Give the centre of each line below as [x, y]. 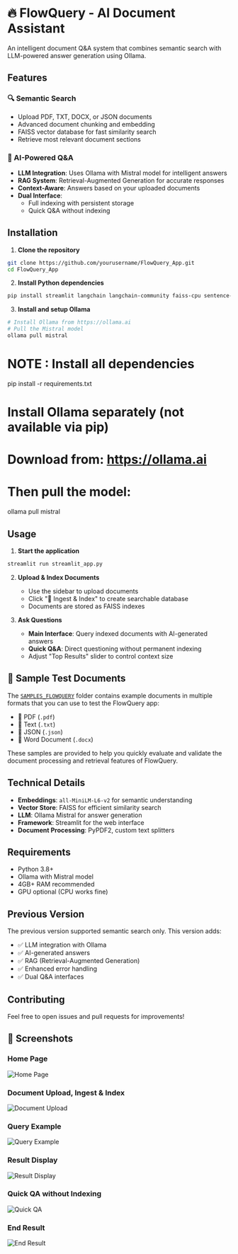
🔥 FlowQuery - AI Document [91, 13]
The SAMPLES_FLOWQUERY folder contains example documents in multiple [110, 695]
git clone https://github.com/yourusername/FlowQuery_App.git [101, 263]
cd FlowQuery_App [33, 269]
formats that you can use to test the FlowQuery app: [83, 703]
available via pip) [58, 427]
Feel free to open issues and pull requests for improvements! [96, 1016]
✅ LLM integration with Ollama [62, 945]
